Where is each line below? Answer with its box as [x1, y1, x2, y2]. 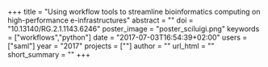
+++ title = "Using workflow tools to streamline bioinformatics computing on [7, 7, 261, 16]
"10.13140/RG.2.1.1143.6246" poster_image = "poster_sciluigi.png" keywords [7, 24, 260, 33]
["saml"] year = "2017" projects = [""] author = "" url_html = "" [7, 41, 215, 51]
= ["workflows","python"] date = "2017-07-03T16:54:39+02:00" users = [7, 32, 248, 42]
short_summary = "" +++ [7, 50, 90, 59]
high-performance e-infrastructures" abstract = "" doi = [7, 15, 195, 25]
